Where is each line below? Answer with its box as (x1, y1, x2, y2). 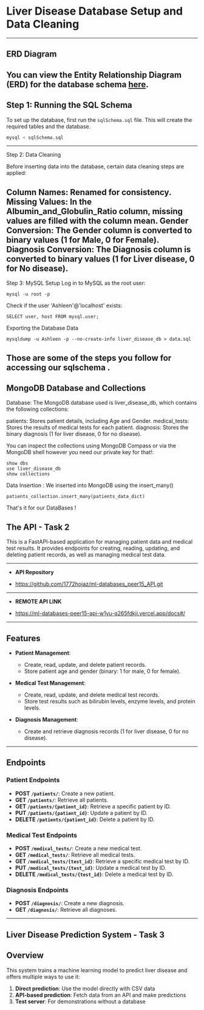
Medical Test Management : (15, 680, 86, 687)
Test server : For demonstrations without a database (15, 998, 146, 1005)
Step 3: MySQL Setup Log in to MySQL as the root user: (6, 279, 146, 287)
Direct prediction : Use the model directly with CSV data (15, 984, 155, 992)
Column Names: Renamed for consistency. (6, 187, 172, 197)
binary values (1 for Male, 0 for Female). (6, 235, 160, 245)
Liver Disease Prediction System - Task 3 (6, 930, 165, 940)
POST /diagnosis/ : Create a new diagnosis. (15, 900, 124, 907)
